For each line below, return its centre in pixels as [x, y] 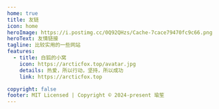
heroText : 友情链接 [33, 39]
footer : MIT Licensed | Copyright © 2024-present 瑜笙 [86, 95]
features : [21, 52]
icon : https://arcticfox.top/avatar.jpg [78, 64]
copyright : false [32, 89]
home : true [23, 13]
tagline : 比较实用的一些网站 [44, 45]
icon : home [23, 26]
